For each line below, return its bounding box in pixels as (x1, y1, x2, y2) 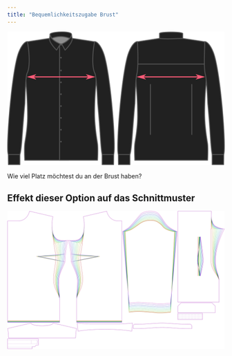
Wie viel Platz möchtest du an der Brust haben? (7, 172, 142, 180)
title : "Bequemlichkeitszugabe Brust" (7, 11, 119, 18)
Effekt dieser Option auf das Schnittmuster (7, 192, 195, 204)
